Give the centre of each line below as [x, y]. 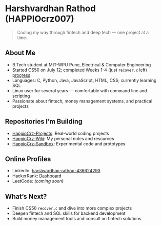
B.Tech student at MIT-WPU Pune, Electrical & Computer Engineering [81, 64]
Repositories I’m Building [44, 122]
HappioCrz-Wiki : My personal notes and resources [63, 138]
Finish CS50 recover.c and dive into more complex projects [72, 208]
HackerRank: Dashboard [37, 176]
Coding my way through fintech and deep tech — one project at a [83, 32]
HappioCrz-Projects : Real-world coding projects [60, 133]
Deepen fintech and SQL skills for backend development [69, 213]
